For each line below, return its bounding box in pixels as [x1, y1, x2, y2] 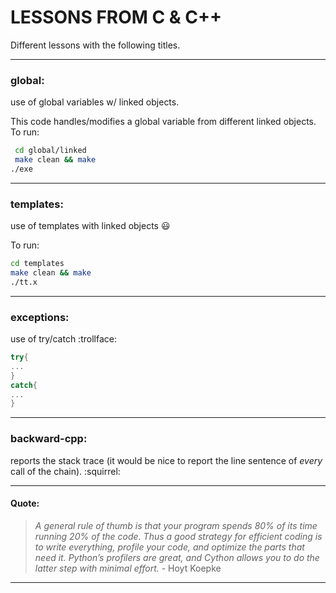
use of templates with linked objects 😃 [10, 220, 171, 232]
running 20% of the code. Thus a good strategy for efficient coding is [34, 530, 323, 542]
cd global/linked [14, 146, 87, 156]
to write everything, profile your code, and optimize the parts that [34, 541, 305, 553]
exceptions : [10, 310, 70, 324]
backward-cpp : [10, 432, 88, 446]
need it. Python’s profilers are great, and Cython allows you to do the [34, 551, 320, 563]
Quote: [10, 497, 40, 510]
